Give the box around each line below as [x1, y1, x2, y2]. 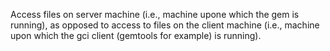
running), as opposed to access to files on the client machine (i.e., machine [10, 19, 320, 31]
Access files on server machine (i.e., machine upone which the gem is [10, 9, 300, 20]
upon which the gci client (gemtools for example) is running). [10, 30, 262, 41]
